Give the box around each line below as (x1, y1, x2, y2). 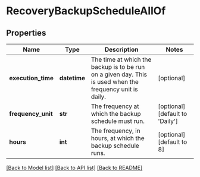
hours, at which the (90, 134, 145, 142)
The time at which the (90, 55, 152, 64)
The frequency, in (90, 127, 141, 135)
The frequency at (90, 102, 139, 110)
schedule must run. (90, 117, 145, 125)
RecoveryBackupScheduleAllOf (6, 4, 166, 18)
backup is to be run (90, 63, 145, 71)
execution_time (9, 74, 54, 82)
